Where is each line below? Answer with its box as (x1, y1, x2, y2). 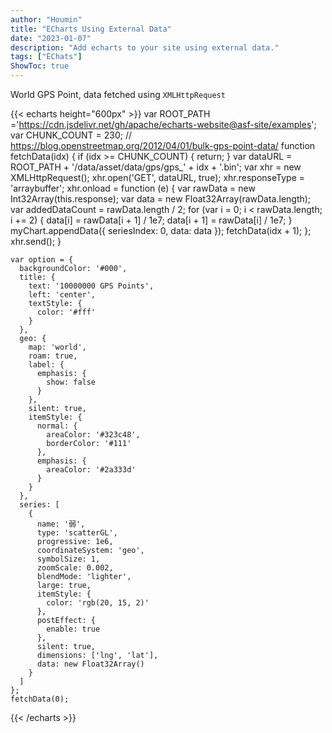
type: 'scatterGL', (36, 528, 118, 538)
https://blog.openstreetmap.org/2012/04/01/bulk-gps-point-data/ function (10, 140, 316, 151)
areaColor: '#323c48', (46, 430, 141, 440)
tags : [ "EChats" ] (10, 52, 83, 62)
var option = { (10, 255, 74, 265)
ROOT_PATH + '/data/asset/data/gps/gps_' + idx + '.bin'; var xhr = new (10, 161, 302, 173)
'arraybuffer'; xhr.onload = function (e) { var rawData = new (10, 182, 256, 194)
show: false (46, 377, 97, 387)
